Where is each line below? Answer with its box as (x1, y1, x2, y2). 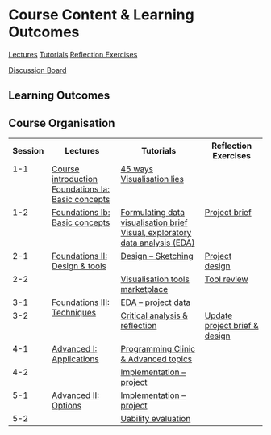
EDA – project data (120, 297, 191, 308)
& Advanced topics (120, 353, 192, 365)
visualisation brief (120, 217, 188, 228)
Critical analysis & (120, 310, 188, 321)
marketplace (120, 284, 168, 295)
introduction (52, 174, 98, 185)
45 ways (120, 163, 153, 175)
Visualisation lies (120, 174, 184, 185)
